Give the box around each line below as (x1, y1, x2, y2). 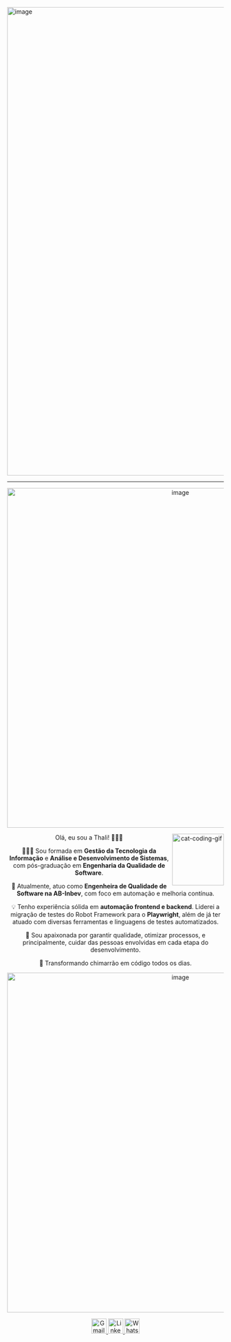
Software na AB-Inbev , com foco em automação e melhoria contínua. (16, 889, 214, 897)
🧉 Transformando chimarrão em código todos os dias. (38, 959, 192, 967)
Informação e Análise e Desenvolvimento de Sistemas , (9, 854, 169, 862)
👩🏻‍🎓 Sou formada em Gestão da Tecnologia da (21, 846, 157, 855)
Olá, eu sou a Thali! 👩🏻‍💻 (54, 833, 124, 842)
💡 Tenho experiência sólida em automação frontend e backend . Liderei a (11, 903, 220, 910)
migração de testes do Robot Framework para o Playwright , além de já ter (10, 910, 221, 918)
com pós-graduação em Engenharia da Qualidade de (12, 862, 166, 869)
